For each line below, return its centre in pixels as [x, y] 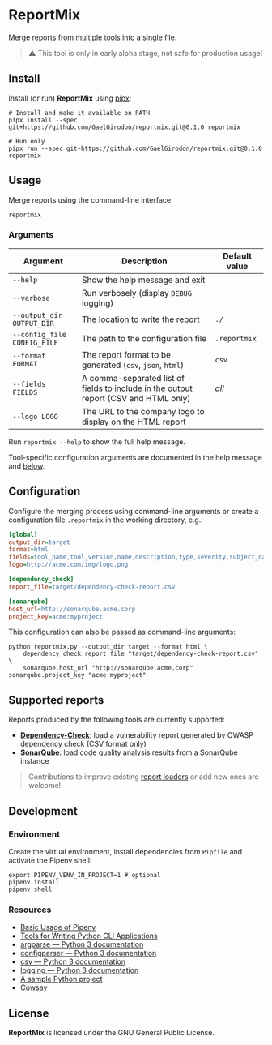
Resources [30, 910]
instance [34, 761]
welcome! [45, 786]
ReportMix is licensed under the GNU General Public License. [111, 1033]
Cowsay [34, 987]
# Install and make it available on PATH [79, 113]
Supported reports [56, 700]
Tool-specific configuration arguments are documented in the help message [136, 457]
